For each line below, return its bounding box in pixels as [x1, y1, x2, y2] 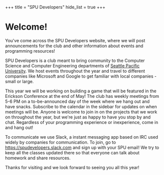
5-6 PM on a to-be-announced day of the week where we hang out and [5, 98, 150, 104]
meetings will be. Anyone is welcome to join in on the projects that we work [5, 109, 158, 115]
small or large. [5, 78, 34, 84]
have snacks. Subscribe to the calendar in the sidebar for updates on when [5, 103, 157, 110]
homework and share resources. [5, 155, 71, 161]
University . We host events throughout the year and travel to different [5, 68, 145, 74]
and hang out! [5, 124, 33, 130]
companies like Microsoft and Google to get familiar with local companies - [5, 73, 157, 79]
